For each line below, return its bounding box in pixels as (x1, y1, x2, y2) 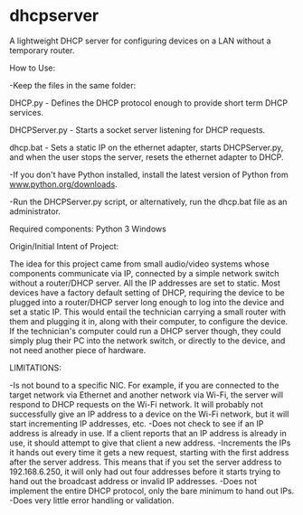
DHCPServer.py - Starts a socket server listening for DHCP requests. (9, 124, 266, 136)
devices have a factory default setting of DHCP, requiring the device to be (9, 286, 285, 298)
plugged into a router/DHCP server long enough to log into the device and (9, 296, 285, 307)
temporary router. (9, 44, 75, 55)
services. (9, 107, 43, 117)
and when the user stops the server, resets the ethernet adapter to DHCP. (9, 151, 284, 163)
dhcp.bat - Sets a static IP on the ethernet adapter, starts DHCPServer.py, (9, 142, 284, 153)
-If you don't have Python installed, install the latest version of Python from (9, 169, 289, 180)
